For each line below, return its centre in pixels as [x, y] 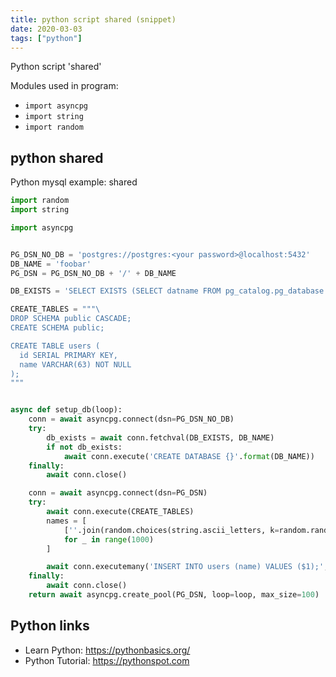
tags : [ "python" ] [46, 38]
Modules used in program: [64, 86]
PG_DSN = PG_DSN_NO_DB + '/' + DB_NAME [93, 273]
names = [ [66, 521]
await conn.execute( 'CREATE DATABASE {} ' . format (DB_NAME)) [189, 456]
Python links [50, 626]
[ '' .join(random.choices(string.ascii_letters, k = [171, 530]
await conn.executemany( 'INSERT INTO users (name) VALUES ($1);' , [187, 567]
